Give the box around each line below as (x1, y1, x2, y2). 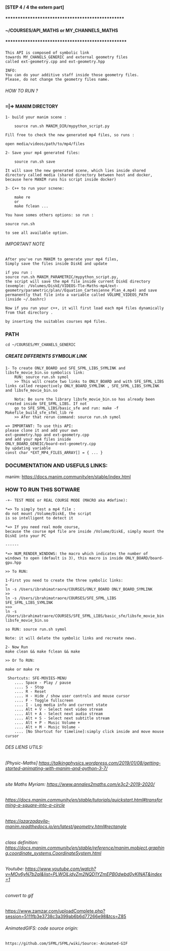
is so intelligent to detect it (5, 515, 73, 520)
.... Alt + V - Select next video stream (14, 707, 103, 712)
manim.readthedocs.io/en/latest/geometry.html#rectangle (5, 823, 126, 830)
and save (139, 288, 157, 293)
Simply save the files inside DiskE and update (5, 261, 108, 266)
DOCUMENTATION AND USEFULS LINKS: (5, 462, 108, 469)
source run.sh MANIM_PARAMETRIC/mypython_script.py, (5, 274, 119, 280)
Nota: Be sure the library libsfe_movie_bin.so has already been (14, 397, 155, 402)
